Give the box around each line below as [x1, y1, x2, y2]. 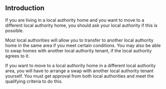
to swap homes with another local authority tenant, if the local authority [5, 47, 152, 53]
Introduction [5, 4, 45, 12]
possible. [5, 27, 24, 34]
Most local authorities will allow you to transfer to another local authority [5, 37, 154, 43]
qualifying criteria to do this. [5, 78, 63, 84]
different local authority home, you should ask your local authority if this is [5, 22, 158, 28]
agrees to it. [5, 53, 30, 59]
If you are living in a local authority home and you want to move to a [5, 17, 145, 23]
